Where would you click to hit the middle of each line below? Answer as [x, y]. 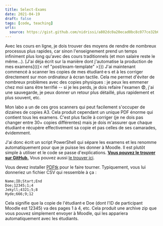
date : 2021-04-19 [23, 14]
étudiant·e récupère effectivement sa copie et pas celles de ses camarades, [81, 128]
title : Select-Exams [26, 9]
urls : [10, 28]
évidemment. [18, 133]
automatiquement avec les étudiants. [42, 218]
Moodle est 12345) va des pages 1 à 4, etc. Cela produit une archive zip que [81, 208]
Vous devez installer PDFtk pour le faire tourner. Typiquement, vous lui [75, 167]
